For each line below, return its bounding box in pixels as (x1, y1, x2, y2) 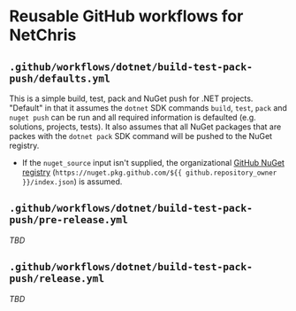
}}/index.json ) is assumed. (21, 176, 123, 187)
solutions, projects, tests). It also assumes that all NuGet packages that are (9, 121, 282, 132)
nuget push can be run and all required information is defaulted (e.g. (9, 113, 256, 122)
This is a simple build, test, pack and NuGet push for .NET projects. (9, 93, 254, 104)
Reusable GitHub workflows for (9, 6, 244, 27)
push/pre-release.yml (9, 214, 128, 227)
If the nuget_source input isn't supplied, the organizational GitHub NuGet (21, 158, 285, 167)
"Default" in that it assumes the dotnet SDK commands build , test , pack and (9, 103, 287, 113)
